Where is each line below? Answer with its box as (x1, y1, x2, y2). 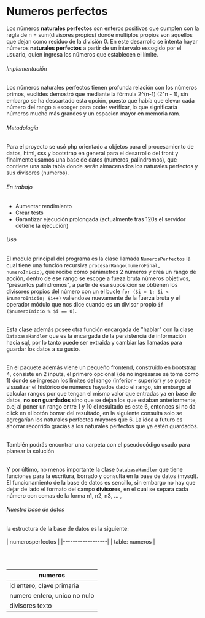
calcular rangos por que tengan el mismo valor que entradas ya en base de (6, 389, 196, 397)
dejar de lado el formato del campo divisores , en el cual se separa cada (6, 485, 188, 493)
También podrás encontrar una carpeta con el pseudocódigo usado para (6, 440, 190, 448)
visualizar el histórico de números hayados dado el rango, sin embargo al (6, 383, 191, 391)
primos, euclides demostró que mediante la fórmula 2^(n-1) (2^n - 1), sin (6, 90, 188, 98)
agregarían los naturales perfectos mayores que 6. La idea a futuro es (6, 416, 183, 423)
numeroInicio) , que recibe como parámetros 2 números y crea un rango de (6, 268, 196, 275)
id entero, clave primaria (9, 581, 80, 590)
